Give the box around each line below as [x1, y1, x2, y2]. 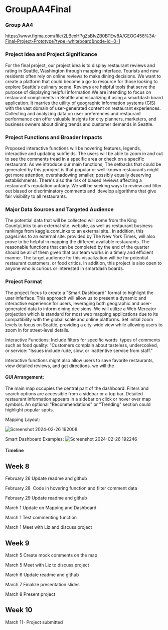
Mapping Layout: [5, 416, 40, 423]
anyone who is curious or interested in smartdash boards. [5, 265, 124, 271]
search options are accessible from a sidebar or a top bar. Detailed [5, 390, 143, 396]
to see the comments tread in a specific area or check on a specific [5, 156, 144, 162]
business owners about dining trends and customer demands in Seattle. [5, 121, 154, 127]
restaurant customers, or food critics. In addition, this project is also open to [5, 260, 162, 266]
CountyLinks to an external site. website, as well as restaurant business [5, 223, 153, 229]
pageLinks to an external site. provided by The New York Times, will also [5, 233, 155, 240]
